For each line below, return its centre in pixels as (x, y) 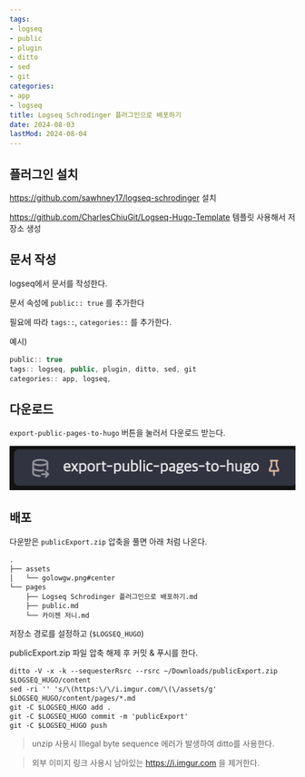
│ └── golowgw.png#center (63, 578)
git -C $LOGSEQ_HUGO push (58, 725)
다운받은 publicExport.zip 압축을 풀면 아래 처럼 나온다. (108, 541)
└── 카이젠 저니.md (58, 615)
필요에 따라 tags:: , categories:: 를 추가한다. (91, 321)
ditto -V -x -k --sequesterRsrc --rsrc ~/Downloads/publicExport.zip (144, 671)
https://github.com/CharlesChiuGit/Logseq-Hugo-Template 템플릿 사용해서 (148, 217)
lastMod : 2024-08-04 (49, 134)
